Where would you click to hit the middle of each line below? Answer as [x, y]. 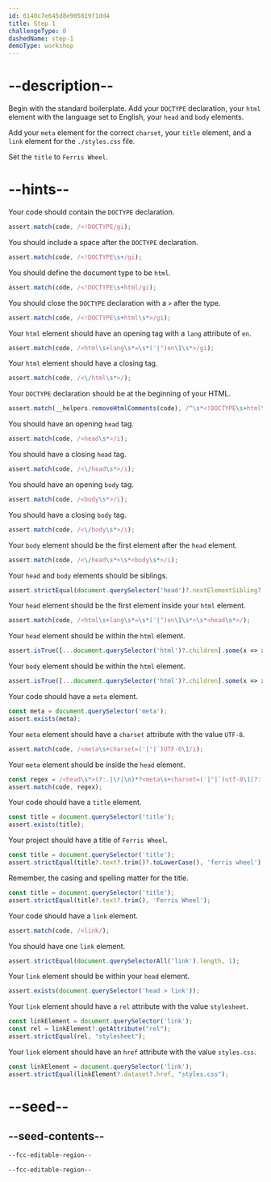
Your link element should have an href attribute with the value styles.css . [132, 1052]
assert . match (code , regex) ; [56, 787]
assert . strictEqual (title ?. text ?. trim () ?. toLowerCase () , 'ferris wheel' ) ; [137, 862]
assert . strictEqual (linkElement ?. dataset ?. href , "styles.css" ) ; [119, 1074]
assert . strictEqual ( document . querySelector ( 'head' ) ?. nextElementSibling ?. [137, 590]
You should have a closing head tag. [67, 454]
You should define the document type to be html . [90, 273]
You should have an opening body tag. [71, 484]
